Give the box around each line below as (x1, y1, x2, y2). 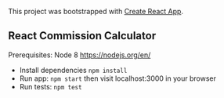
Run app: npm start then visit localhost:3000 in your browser (19, 74, 217, 83)
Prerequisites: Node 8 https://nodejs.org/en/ (8, 50, 151, 60)
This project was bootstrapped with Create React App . (8, 7, 184, 16)
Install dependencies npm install (19, 65, 128, 74)
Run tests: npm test (19, 82, 82, 91)
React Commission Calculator (8, 29, 157, 42)
